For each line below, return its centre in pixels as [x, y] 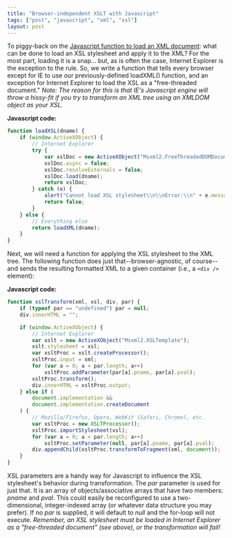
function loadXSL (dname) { [46, 131]
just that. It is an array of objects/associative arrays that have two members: [115, 490]
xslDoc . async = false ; [77, 163]
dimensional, [25, 505]
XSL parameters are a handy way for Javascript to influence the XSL [105, 476]
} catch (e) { [52, 189]
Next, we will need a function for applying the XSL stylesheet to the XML [110, 254]
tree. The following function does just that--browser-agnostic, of [99, 261]
